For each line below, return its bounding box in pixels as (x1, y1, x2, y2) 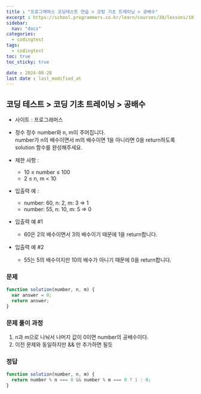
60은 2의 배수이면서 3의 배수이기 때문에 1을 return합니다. (23, 231, 158, 238)
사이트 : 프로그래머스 (14, 116, 63, 124)
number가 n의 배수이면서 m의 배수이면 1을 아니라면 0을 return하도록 (14, 136, 175, 144)
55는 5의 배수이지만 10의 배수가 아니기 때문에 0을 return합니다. (23, 256, 172, 264)
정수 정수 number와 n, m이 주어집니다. (14, 129, 106, 136)
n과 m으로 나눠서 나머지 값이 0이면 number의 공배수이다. (14, 333, 149, 341)
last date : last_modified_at (6, 76, 82, 82)
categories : (6, 31, 36, 37)
